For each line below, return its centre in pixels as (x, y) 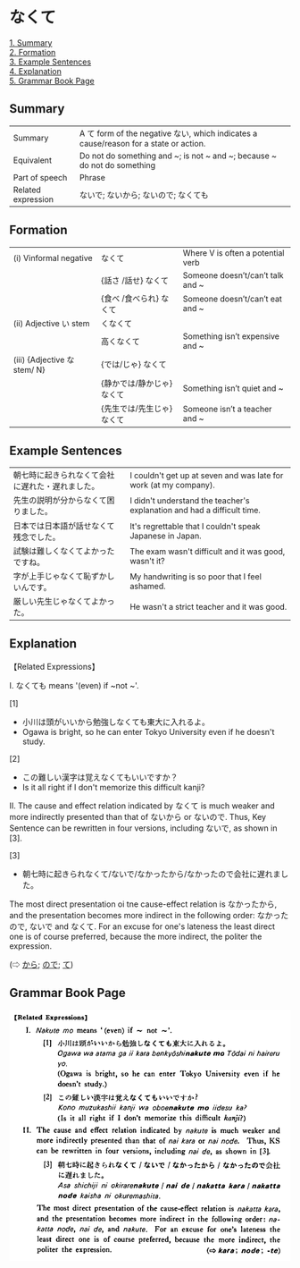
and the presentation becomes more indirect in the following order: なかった (149, 915)
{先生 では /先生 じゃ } (137, 409)
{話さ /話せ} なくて (135, 280)
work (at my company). (172, 485)
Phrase (92, 178)
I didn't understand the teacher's (189, 501)
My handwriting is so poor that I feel (195, 577)
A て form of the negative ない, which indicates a (168, 133)
